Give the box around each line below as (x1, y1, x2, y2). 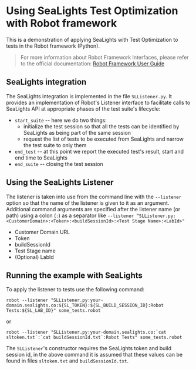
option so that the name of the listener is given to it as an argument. (6, 199, 170, 207)
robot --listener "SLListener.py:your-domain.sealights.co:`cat (6, 330, 167, 335)
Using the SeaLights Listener (6, 178, 114, 188)
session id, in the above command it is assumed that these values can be (6, 351, 183, 358)
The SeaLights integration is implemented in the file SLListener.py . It (6, 92, 172, 99)
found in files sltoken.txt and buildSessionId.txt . (6, 357, 129, 364)
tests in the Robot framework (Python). (6, 42, 100, 49)
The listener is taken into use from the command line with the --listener (6, 193, 182, 200)
